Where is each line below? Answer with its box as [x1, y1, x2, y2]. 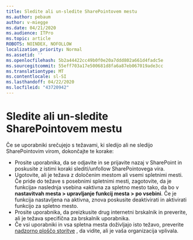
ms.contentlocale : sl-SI [6, 74, 67, 79]
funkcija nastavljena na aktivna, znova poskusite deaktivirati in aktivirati [14, 196, 187, 203]
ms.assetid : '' [6, 52, 43, 58]
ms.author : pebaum [6, 14, 51, 20]
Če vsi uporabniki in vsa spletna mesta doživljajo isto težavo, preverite [14, 221, 184, 228]
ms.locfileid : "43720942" [6, 85, 69, 91]
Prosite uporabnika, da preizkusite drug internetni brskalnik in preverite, [14, 208, 187, 215]
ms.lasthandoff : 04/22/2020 [6, 79, 75, 85]
